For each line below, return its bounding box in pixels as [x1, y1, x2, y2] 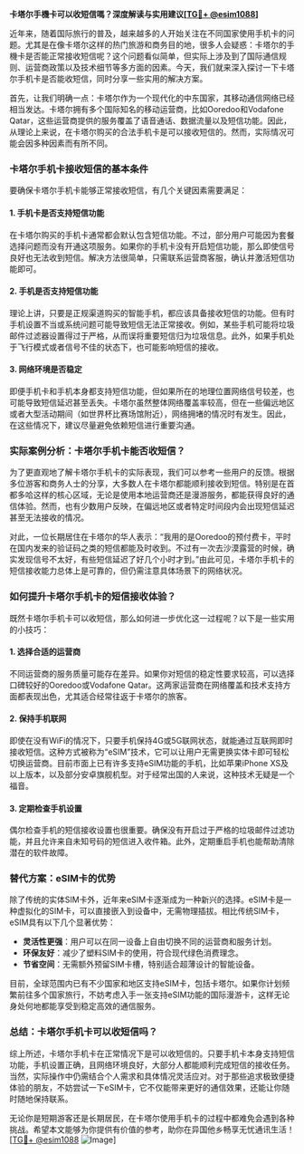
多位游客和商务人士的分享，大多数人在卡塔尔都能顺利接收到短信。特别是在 [9, 478, 287, 489]
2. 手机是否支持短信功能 [9, 285, 99, 297]
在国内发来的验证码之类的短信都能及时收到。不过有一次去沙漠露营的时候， [9, 543, 287, 553]
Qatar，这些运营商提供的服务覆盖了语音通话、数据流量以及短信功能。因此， [9, 115, 292, 126]
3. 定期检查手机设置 [9, 803, 83, 813]
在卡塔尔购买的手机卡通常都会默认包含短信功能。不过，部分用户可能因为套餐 [9, 229, 295, 240]
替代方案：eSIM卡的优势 [9, 872, 116, 885]
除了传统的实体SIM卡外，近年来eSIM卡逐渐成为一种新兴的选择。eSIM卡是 [9, 894, 284, 905]
